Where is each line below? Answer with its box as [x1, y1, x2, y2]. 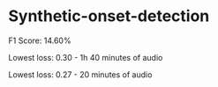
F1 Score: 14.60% [8, 35, 71, 46]
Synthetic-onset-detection [8, 6, 210, 26]
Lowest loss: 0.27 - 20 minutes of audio [8, 69, 153, 80]
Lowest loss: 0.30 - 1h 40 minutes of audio [8, 52, 163, 62]
